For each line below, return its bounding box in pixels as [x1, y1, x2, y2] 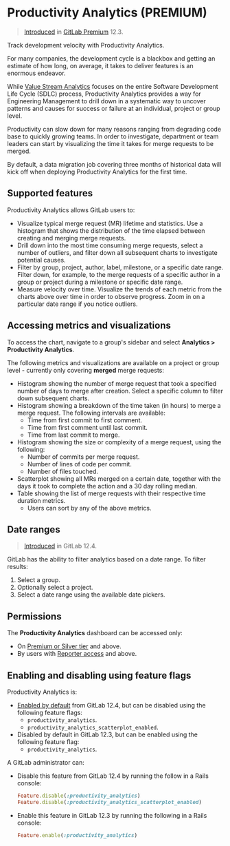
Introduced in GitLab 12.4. [23, 542, 97, 550]
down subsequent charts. [16, 394, 90, 402]
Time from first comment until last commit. [27, 423, 148, 431]
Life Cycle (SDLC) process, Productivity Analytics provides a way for [7, 90, 201, 98]
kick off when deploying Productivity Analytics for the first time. [7, 167, 187, 176]
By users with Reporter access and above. [16, 650, 137, 658]
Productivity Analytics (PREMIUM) [7, 5, 207, 21]
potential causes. [16, 256, 67, 264]
